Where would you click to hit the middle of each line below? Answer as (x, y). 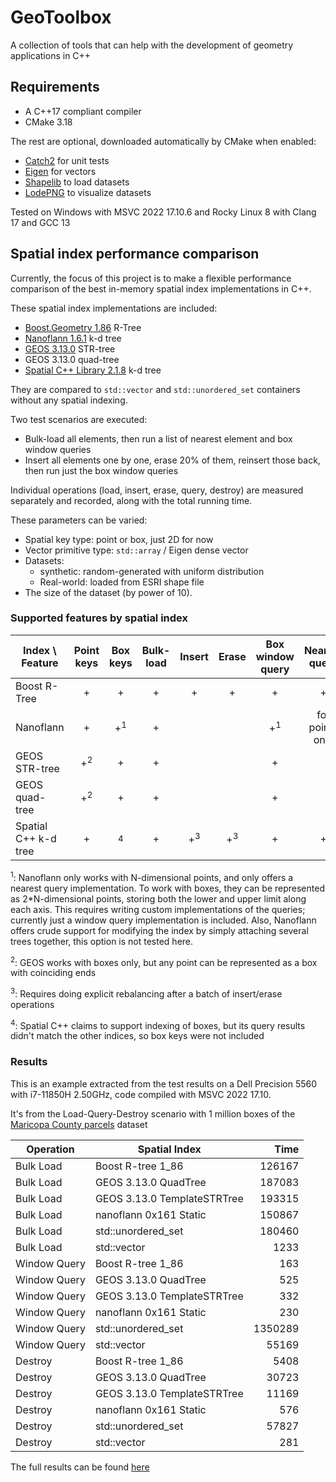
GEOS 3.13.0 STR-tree (70, 348)
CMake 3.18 (48, 122)
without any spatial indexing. (69, 400)
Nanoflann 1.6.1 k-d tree (73, 338)
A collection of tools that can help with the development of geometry (152, 45)
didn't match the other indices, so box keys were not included (137, 1036)
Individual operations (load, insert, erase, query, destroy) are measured (157, 490)
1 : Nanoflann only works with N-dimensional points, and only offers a (152, 876)
